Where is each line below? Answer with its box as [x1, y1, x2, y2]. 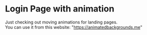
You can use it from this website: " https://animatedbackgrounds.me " [5, 24, 143, 30]
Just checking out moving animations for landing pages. [5, 19, 118, 25]
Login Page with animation [5, 3, 114, 14]
